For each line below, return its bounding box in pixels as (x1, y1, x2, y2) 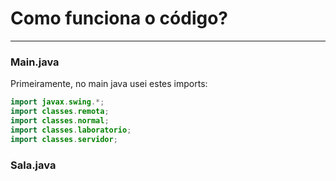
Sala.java (10, 158, 57, 172)
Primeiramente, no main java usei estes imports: (10, 78, 208, 90)
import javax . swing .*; (10, 97, 105, 107)
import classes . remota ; (10, 107, 110, 117)
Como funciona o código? (10, 7, 229, 30)
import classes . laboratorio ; (10, 125, 132, 135)
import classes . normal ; (10, 115, 110, 126)
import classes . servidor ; (10, 134, 118, 144)
